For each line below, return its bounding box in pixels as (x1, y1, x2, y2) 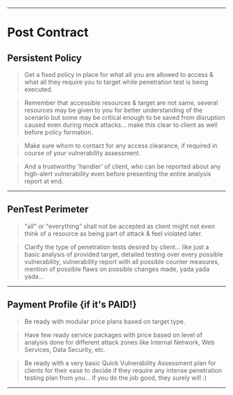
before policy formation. (24, 128, 94, 136)
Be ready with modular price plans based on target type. (24, 317, 186, 326)
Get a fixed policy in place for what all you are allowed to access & (24, 71, 214, 78)
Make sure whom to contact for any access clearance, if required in (24, 141, 218, 150)
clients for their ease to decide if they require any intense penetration (24, 366, 222, 374)
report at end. (24, 177, 64, 185)
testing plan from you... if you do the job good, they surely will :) (24, 374, 207, 382)
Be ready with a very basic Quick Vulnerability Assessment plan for (24, 358, 216, 367)
